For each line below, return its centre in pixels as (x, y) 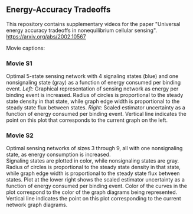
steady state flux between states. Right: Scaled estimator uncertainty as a (96, 108)
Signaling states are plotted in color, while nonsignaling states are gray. (92, 161)
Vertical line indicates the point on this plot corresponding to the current (94, 199)
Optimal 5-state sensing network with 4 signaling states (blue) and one (92, 76)
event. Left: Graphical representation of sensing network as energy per (92, 89)
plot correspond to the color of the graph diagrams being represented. (92, 192)
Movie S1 (19, 63)
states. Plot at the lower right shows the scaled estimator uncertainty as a (95, 180)
